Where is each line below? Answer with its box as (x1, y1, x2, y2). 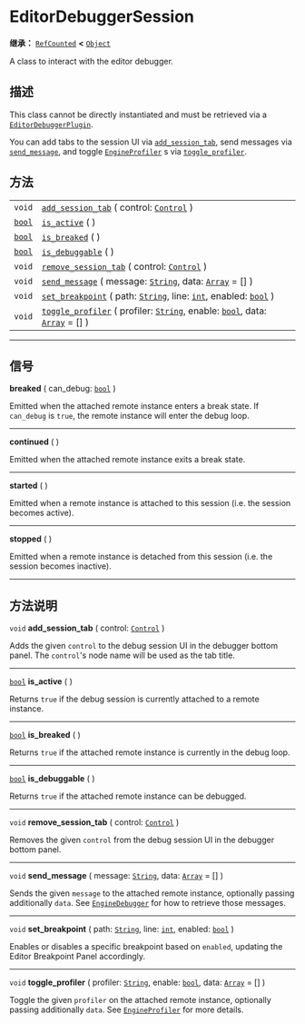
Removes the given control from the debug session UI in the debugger (9, 834, 275, 846)
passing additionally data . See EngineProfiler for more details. (9, 1004, 244, 1015)
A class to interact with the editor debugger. (9, 55, 174, 66)
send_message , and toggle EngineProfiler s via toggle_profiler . (9, 145, 248, 156)
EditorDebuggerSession (9, 6, 195, 27)
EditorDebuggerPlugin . (9, 118, 93, 129)
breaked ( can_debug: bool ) (9, 383, 116, 394)
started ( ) (9, 480, 48, 492)
